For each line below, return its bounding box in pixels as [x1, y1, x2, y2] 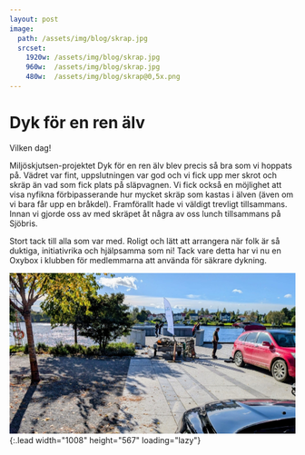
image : [9, 24, 34, 34]
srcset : [17, 44, 47, 53]
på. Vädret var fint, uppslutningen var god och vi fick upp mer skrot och [9, 169, 278, 181]
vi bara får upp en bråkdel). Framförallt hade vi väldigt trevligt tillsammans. [9, 198, 288, 209]
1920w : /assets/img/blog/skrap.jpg [25, 53, 161, 63]
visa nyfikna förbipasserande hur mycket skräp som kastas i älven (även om [9, 189, 294, 200]
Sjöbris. [9, 218, 38, 229]
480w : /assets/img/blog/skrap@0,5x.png [25, 73, 181, 82]
